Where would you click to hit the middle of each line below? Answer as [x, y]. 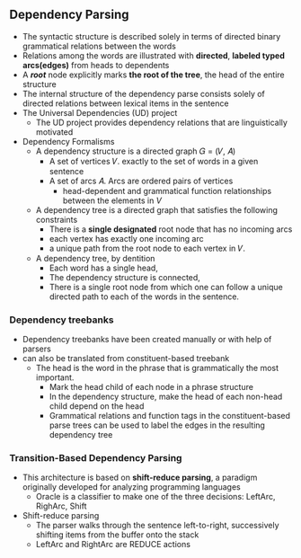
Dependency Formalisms [68, 141]
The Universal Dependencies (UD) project [100, 112]
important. [55, 377]
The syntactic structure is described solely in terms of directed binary [151, 36]
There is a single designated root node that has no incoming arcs [171, 229]
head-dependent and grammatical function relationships [167, 190]
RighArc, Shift [61, 506]
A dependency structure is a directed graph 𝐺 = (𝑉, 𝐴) [136, 151]
